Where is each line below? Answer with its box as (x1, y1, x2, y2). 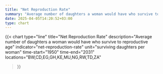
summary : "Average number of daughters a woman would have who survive (5, 12, 153, 16)
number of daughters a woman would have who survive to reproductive (5, 39, 148, 45)
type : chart (5, 20, 29, 26)
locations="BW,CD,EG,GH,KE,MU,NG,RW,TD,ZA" (5, 54, 101, 60)
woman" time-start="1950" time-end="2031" (5, 49, 95, 55)
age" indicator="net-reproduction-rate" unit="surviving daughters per (5, 44, 145, 50)
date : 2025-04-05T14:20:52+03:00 (5, 16, 73, 21)
